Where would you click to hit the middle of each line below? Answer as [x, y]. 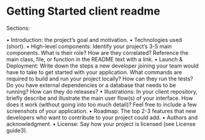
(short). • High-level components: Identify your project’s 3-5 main [89, 46]
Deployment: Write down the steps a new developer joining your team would [102, 66]
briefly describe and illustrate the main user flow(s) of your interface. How [100, 98]
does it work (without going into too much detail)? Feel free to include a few [102, 104]
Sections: [18, 28]
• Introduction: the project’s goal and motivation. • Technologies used [94, 40]
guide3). [17, 130]
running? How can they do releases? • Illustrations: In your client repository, [102, 91]
